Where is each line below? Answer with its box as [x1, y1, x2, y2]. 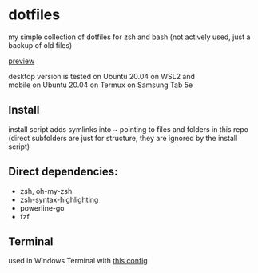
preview [8, 56, 35, 66]
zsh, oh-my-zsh [19, 186, 73, 195]
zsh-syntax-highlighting [19, 195, 99, 204]
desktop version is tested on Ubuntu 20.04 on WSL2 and [8, 71, 196, 81]
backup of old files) [8, 40, 73, 50]
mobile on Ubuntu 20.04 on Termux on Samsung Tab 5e [8, 80, 193, 90]
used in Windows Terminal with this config [8, 256, 148, 266]
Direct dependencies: [8, 165, 118, 179]
